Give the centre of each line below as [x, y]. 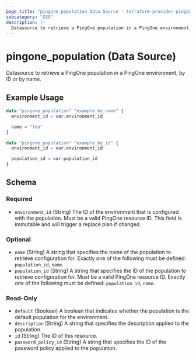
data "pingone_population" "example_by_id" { [62, 143]
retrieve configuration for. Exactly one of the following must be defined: [100, 258]
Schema [21, 183]
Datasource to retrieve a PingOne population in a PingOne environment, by [96, 73]
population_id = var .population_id [55, 159]
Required [19, 199]
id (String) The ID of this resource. [56, 336]
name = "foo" [27, 127]
